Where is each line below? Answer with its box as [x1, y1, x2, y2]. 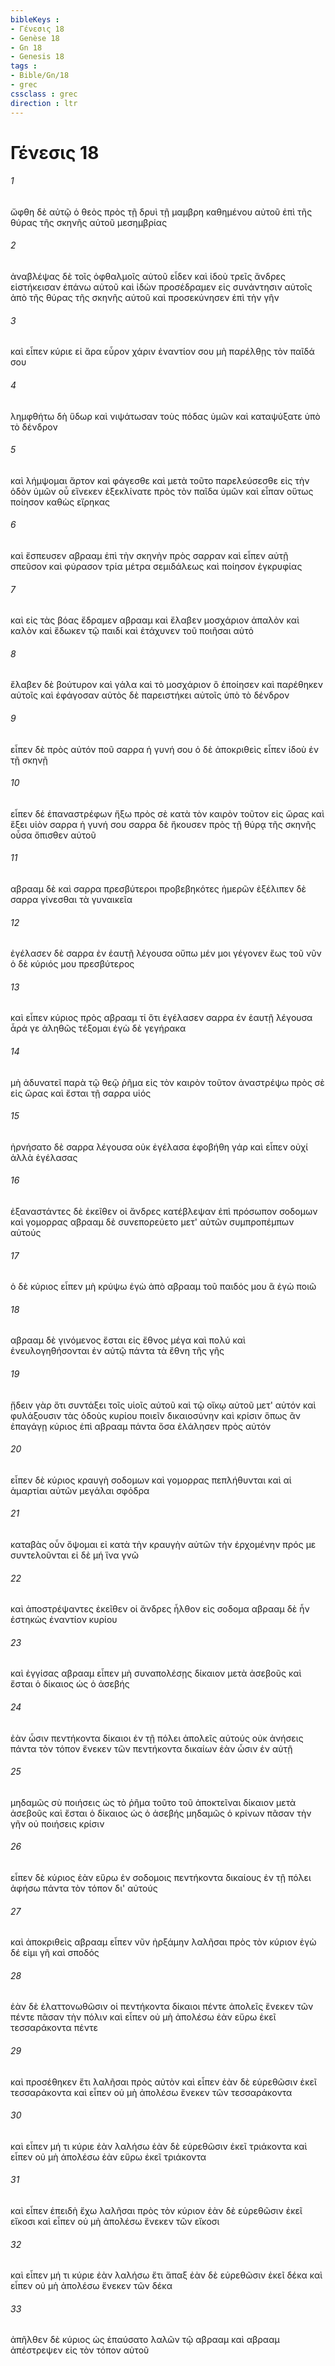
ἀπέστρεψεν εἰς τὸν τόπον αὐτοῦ [10, 2344, 150, 2356]
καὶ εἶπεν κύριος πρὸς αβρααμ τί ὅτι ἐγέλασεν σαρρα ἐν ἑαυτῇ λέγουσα [10, 1012, 313, 1024]
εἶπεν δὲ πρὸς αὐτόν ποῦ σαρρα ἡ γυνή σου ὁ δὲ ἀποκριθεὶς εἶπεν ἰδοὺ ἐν [10, 743, 320, 755]
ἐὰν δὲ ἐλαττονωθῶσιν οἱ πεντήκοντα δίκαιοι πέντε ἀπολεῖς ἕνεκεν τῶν [10, 2001, 314, 2013]
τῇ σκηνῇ [10, 754, 48, 766]
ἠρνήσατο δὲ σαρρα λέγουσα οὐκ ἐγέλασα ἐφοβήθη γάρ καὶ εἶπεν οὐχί [10, 1141, 309, 1153]
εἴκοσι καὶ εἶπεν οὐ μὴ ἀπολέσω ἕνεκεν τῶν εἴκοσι [10, 2215, 220, 2227]
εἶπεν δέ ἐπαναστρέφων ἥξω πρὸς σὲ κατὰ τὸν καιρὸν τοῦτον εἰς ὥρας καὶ [10, 807, 325, 820]
